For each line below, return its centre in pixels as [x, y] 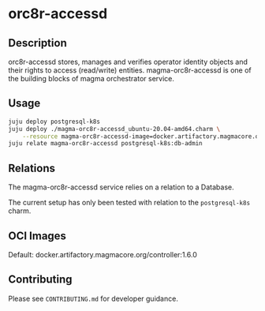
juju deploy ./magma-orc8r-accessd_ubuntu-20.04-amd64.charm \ [114, 129]
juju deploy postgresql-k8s [54, 122]
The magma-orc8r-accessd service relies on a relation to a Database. [121, 187]
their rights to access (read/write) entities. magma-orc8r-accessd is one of [130, 70]
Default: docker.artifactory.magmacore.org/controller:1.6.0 [103, 254]
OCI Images [37, 236]
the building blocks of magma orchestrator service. [91, 79]
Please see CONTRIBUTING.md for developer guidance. [93, 298]
